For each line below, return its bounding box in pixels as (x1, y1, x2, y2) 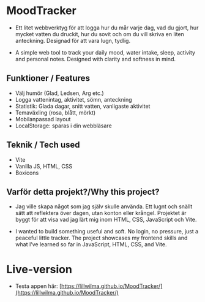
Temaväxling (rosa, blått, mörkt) (15, 108, 96, 116)
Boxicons (15, 169, 39, 176)
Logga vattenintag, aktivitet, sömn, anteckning (15, 96, 133, 103)
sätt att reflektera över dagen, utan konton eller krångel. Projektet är (15, 210, 187, 217)
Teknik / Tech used (6, 140, 80, 150)
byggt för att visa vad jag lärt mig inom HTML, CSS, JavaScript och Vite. (15, 216, 197, 224)
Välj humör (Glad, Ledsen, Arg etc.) (15, 89, 104, 97)
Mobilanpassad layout (15, 115, 71, 123)
